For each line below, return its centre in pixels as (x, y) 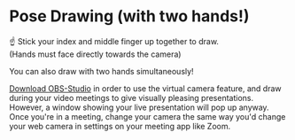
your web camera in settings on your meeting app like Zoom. (120, 126)
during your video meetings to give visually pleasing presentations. (132, 97)
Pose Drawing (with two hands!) (129, 16)
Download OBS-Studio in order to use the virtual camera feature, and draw (145, 88)
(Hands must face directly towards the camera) (95, 54)
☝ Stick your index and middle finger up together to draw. (114, 41)
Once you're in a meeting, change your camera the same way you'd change (147, 116)
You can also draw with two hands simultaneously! (101, 71)
